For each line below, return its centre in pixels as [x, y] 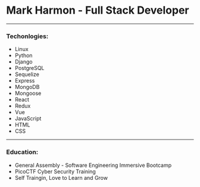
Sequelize [27, 74]
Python [24, 56]
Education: [22, 152]
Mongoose [28, 93]
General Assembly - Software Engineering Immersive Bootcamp [93, 165]
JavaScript [28, 119]
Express [25, 81]
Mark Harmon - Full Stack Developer [98, 10]
